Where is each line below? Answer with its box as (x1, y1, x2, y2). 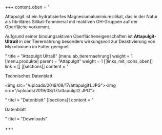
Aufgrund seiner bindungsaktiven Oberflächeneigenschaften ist (5, 34, 133, 39)
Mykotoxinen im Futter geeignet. (5, 44, 70, 49)
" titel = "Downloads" (5, 116, 48, 121)
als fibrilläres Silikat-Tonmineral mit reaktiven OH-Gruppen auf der (5, 19, 138, 24)
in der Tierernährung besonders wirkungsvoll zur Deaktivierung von (19, 39, 156, 44)
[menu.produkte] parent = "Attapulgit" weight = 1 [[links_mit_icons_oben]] (5, 58, 153, 64)
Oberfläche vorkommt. (5, 24, 51, 30)
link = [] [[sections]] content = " (5, 63, 69, 69)
